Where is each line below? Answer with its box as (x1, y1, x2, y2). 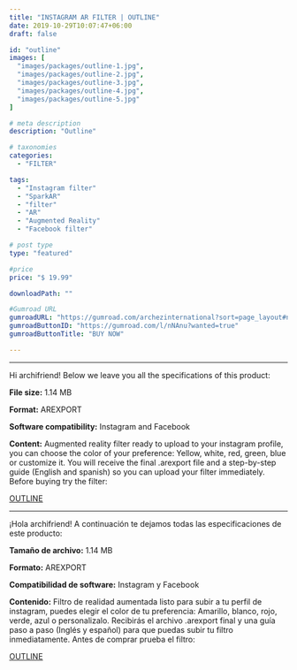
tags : (9, 175, 29, 184)
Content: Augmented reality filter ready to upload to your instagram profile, (9, 438, 284, 449)
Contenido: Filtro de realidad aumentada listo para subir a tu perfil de (9, 596, 263, 606)
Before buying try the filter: (9, 476, 108, 486)
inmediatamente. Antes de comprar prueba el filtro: (9, 634, 196, 644)
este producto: (9, 528, 63, 538)
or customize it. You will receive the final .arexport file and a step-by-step (9, 457, 277, 468)
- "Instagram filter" (17, 183, 97, 193)
